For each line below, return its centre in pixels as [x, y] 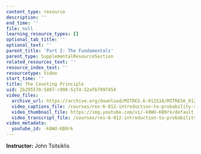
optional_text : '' [29, 46]
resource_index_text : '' [37, 67]
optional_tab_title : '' [36, 40]
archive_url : [28, 101]
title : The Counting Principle [45, 84]
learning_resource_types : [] [42, 34]
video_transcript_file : [41, 117]
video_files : [22, 95]
